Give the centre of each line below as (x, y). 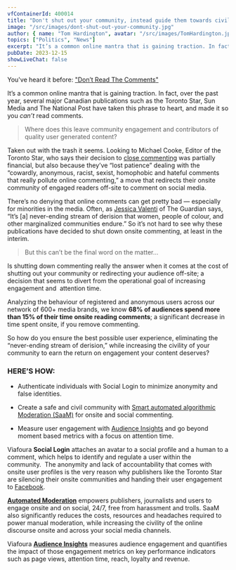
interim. (18, 238)
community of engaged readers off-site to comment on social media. (107, 188)
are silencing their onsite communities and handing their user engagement (115, 479)
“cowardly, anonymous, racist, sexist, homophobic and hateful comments (113, 172)
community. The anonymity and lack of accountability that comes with (110, 465)
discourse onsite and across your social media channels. (90, 531)
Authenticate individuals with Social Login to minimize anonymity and (117, 387)
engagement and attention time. (54, 288)
